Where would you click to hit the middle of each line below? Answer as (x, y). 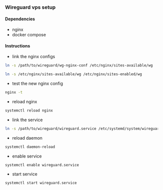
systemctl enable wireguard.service (42, 165)
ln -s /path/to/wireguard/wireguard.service (51, 128)
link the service (27, 120)
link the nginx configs (33, 57)
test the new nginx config (37, 83)
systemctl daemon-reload (30, 147)
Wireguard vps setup (30, 7)
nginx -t (14, 93)
